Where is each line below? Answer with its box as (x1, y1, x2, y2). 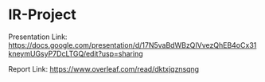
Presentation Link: (8, 32, 68, 41)
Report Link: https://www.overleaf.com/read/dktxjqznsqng (8, 64, 200, 73)
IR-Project (8, 6, 77, 24)
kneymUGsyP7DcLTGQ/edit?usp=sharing (8, 49, 143, 58)
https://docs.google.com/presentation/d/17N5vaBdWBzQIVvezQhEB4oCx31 (8, 40, 257, 49)
